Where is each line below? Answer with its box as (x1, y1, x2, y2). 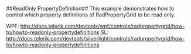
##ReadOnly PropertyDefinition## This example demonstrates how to (6, 5, 175, 12)
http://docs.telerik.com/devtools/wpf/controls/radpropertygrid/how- (20, 23, 185, 29)
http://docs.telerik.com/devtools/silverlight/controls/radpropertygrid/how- (6, 35, 185, 42)
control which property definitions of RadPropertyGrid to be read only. (6, 11, 176, 18)
